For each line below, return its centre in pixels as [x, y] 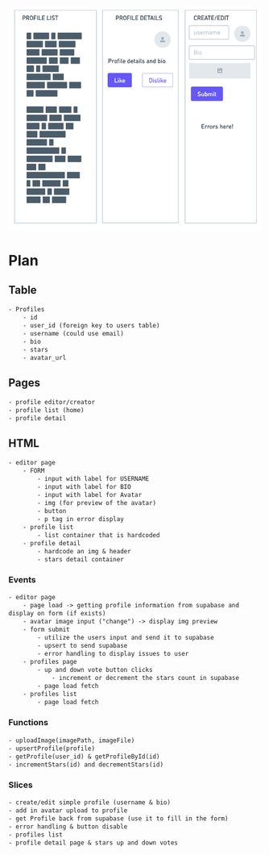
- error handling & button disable [68, 826]
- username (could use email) [74, 334]
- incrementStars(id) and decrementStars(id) [86, 765]
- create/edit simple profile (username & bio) [90, 802]
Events [22, 579]
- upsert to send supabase [83, 646]
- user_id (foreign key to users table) [91, 326]
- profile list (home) [46, 411]
